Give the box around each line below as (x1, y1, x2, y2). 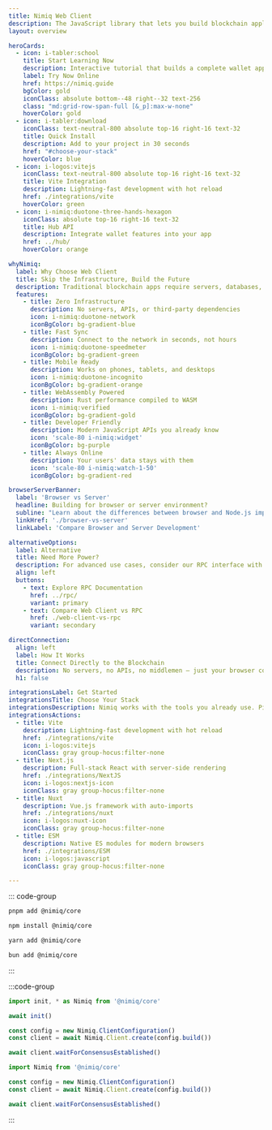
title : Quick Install (23, 132, 96, 140)
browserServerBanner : (8, 486, 82, 494)
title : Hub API (23, 222, 74, 231)
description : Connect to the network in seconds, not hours (29, 335, 237, 343)
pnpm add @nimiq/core (8, 907, 82, 916)
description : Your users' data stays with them (29, 456, 194, 464)
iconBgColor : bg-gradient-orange (29, 381, 143, 389)
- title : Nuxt (15, 794, 63, 802)
